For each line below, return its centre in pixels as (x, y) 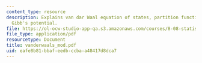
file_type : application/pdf (41, 34)
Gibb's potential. (35, 23)
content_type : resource (36, 12)
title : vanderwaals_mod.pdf (41, 46)
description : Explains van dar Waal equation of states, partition (93, 17)
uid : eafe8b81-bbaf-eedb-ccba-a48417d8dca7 (62, 51)
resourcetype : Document (36, 40)
